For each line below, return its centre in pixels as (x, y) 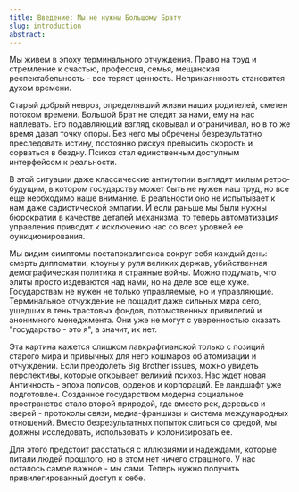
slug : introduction (46, 26)
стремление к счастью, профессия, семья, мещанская (115, 69)
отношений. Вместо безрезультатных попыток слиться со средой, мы (143, 423)
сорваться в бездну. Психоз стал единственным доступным (125, 153)
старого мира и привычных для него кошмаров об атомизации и (133, 356)
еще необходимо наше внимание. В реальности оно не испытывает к (142, 198)
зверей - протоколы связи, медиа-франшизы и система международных (149, 413)
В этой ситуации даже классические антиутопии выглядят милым (136, 179)
